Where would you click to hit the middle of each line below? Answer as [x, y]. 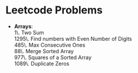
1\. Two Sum [29, 32]
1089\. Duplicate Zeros [42, 63]
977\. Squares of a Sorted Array [53, 57]
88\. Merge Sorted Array [44, 51]
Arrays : [23, 26]
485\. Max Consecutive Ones [50, 45]
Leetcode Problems [54, 10]
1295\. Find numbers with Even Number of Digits [73, 39]
